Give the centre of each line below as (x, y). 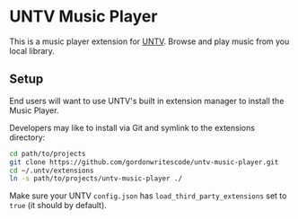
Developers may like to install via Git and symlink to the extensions (132, 127)
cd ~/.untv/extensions (52, 171)
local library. (32, 50)
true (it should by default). (58, 206)
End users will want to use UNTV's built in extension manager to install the (147, 101)
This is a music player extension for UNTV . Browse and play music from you (149, 41)
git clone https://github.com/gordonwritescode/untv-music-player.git (144, 162)
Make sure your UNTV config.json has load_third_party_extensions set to (148, 196)
